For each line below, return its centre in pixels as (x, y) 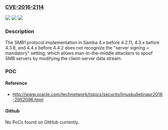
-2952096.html (28, 99)
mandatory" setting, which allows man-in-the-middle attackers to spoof (79, 53)
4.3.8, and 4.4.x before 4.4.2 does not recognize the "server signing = (77, 47)
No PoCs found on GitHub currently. (42, 122)
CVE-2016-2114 (24, 7)
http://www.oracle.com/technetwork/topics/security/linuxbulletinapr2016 (87, 94)
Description (20, 31)
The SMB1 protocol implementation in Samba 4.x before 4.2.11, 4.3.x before (82, 42)
